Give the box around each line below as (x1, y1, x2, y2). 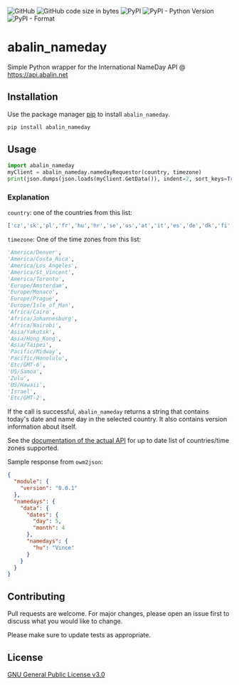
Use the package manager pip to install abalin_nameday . (7, 110, 171, 118)
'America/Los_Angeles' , (7, 262, 78, 269)
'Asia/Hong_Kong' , (7, 335, 62, 342)
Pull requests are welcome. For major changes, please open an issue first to (7, 610, 230, 618)
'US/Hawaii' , (7, 381, 46, 388)
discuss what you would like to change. (7, 617, 123, 626)
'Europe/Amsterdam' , (7, 282, 69, 289)
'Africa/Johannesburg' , (7, 315, 78, 322)
